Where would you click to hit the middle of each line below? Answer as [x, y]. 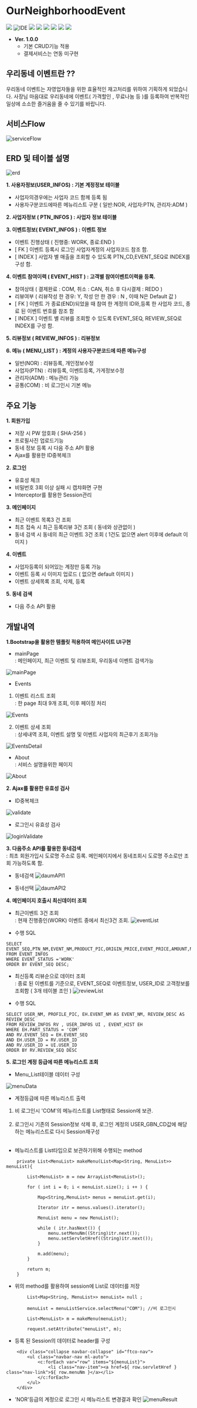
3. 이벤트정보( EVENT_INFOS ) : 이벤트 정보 [56, 229]
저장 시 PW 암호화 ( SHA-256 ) [50, 433]
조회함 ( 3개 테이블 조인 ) [43, 991]
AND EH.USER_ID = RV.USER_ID [42, 1040]
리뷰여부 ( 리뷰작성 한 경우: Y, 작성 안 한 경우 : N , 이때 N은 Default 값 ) [96, 296]
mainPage [27, 654]
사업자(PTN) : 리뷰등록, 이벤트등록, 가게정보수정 [69, 370]
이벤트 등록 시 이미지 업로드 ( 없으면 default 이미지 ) [74, 574]
